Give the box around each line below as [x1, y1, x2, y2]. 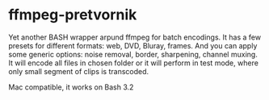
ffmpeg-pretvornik [8, 6, 137, 24]
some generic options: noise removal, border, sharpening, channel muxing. [8, 49, 258, 59]
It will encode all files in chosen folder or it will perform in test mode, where [8, 58, 258, 68]
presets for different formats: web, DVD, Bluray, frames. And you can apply [8, 40, 258, 50]
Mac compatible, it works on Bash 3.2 [8, 82, 134, 92]
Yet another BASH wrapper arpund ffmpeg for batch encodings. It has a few [8, 32, 261, 42]
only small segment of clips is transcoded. [8, 66, 149, 76]
